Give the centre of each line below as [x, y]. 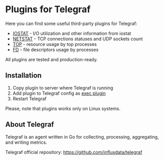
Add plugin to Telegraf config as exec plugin [59, 93]
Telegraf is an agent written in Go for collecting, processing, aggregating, [82, 137]
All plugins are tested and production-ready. [52, 59]
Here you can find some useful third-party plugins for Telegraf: [71, 23]
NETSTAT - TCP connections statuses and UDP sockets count [78, 39]
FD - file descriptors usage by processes [56, 49]
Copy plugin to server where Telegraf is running [63, 88]
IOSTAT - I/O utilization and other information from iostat [72, 33]
